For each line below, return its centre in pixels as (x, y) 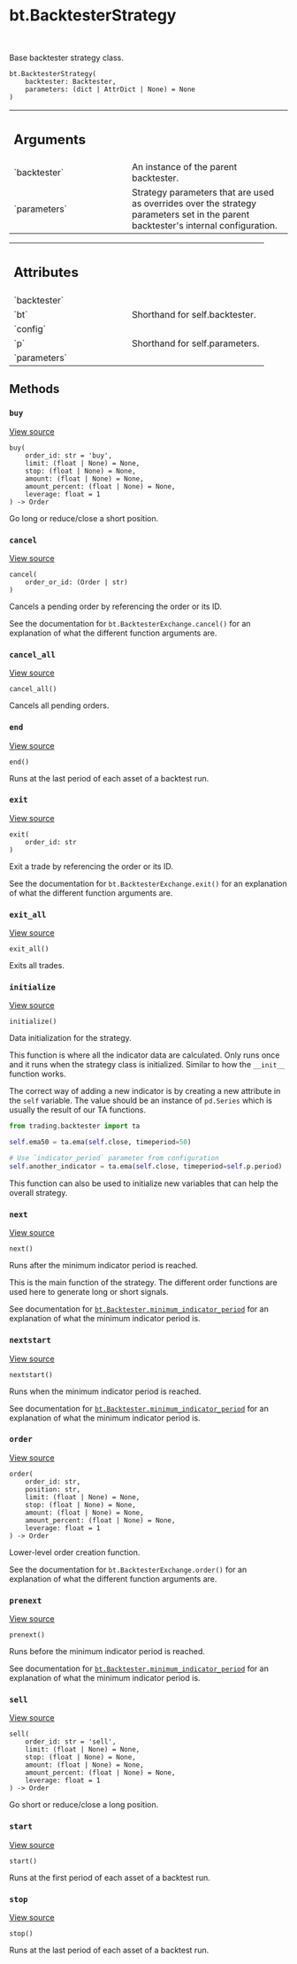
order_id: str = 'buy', (69, 455)
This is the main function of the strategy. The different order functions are (143, 1282)
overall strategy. (38, 1192)
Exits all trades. (37, 966)
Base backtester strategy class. (66, 58)
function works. (38, 1074)
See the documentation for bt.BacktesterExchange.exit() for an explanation (148, 883)
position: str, (53, 1489)
